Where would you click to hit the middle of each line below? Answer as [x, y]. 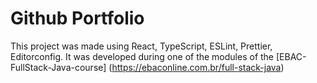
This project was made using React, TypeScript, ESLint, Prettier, [141, 46]
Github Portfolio [77, 18]
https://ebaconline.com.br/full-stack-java [196, 67]
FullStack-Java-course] [58, 67]
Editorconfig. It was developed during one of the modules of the [142, 56]
